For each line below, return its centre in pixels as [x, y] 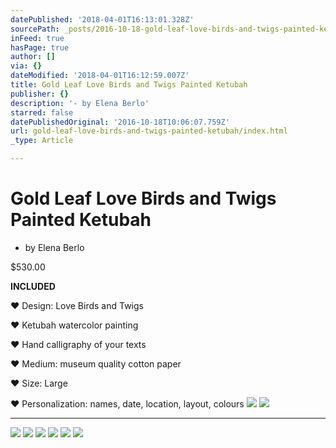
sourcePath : [35, 29]
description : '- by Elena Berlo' [80, 103]
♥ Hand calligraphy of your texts [78, 344]
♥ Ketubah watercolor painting [74, 325]
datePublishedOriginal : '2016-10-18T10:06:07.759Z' [120, 122]
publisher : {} [40, 94]
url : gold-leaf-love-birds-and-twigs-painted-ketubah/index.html [149, 131]
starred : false [42, 112]
